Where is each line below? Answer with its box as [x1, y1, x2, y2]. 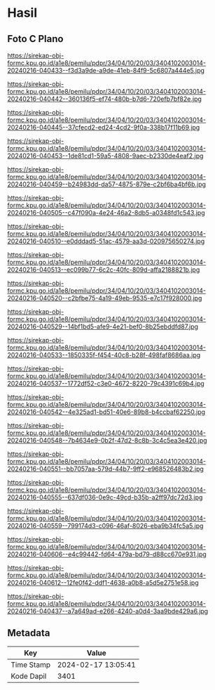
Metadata [7, 627, 50, 639]
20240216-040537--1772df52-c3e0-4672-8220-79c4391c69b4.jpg [7, 380, 204, 387]
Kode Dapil [11, 671, 47, 681]
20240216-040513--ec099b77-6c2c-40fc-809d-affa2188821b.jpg [7, 265, 200, 274]
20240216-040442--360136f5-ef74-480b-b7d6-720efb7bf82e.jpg [7, 95, 202, 103]
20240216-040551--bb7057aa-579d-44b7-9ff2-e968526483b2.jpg [7, 464, 204, 473]
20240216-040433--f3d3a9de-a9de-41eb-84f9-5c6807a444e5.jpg [7, 67, 205, 74]
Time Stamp [11, 660, 51, 670]
